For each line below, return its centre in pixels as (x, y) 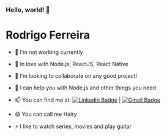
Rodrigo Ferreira (48, 35)
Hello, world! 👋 (28, 10)
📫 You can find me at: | (68, 100)
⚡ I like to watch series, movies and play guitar (73, 126)
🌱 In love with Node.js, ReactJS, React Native (72, 64)
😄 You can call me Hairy (46, 114)
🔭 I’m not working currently (49, 52)
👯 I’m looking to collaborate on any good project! (76, 75)
